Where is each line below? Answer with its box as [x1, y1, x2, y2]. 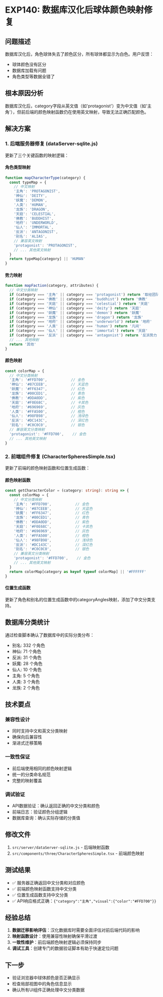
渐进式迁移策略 [12, 740, 42, 746]
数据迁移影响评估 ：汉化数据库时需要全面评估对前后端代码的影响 [12, 927, 140, 933]
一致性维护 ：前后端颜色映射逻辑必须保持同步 [12, 939, 102, 945]
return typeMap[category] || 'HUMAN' [9, 257, 86, 262]
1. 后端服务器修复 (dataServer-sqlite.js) [5, 140, 98, 147]
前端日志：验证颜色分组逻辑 [12, 809, 68, 815]
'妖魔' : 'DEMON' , [14, 198, 48, 203]
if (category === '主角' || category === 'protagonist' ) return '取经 [9, 292, 152, 297]
